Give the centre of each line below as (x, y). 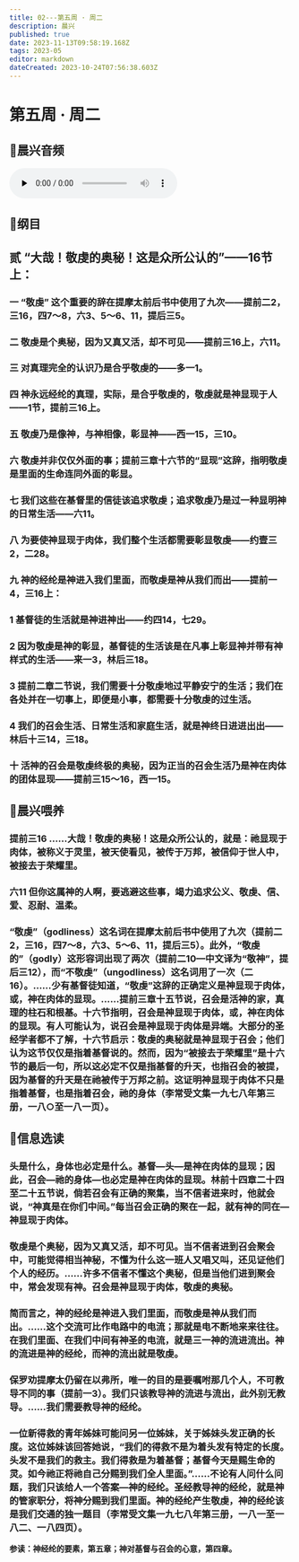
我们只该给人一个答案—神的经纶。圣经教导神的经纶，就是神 (156, 1487)
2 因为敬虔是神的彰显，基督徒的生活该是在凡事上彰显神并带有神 (146, 645)
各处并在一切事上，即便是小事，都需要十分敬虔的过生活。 (133, 699)
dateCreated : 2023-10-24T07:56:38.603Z (84, 68)
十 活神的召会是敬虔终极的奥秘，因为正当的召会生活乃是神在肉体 (148, 766)
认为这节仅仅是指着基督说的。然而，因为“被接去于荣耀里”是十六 (147, 1053)
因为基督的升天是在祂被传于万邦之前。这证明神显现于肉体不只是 (147, 1080)
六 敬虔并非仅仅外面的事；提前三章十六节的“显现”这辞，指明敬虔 (148, 461)
